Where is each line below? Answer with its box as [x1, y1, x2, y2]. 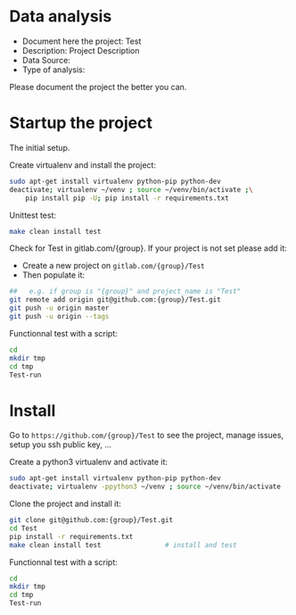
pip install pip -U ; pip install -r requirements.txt [25, 194, 229, 203]
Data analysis [9, 6, 112, 27]
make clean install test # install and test [9, 540, 238, 550]
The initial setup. [9, 142, 70, 153]
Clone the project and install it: [9, 498, 122, 510]
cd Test [9, 524, 38, 533]
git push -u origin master [9, 303, 110, 313]
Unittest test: [9, 210, 56, 220]
